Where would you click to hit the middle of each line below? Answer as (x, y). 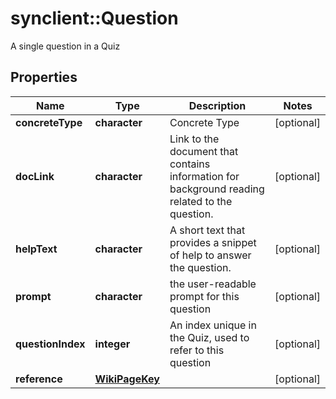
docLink (35, 176)
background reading (217, 189)
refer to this (197, 350)
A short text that (207, 230)
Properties (44, 77)
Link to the (194, 139)
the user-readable (213, 284)
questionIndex (50, 344)
